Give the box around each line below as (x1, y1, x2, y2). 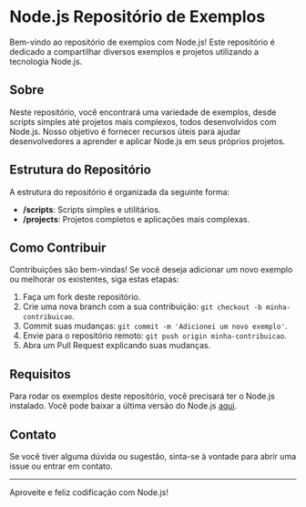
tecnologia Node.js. (9, 56, 83, 67)
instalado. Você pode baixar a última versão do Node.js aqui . (9, 400, 238, 411)
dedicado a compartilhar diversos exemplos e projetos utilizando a (9, 46, 260, 57)
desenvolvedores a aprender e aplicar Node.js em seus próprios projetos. (9, 135, 286, 147)
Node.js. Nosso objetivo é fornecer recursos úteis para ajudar (9, 126, 241, 137)
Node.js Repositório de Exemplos (9, 6, 266, 27)
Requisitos (9, 367, 71, 382)
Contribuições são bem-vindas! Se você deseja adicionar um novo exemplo (9, 264, 293, 275)
